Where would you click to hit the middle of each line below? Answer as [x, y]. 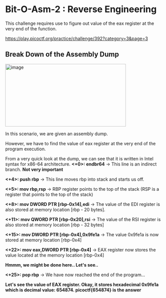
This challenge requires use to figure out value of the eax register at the [80, 23]
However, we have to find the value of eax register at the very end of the [80, 143]
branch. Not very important [34, 169]
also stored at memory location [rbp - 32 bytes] [55, 225]
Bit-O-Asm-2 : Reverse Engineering [81, 9]
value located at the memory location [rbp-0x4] [55, 255]
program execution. [26, 149]
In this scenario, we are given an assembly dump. [57, 134]
